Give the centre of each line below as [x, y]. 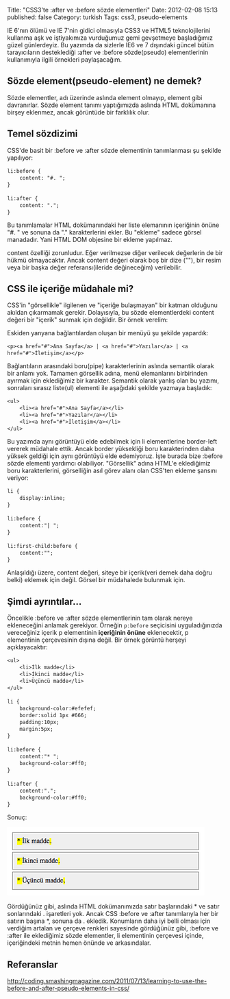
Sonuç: [17, 817]
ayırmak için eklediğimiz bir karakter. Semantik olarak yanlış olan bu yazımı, [113, 381]
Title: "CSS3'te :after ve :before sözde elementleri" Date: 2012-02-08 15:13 [112, 10]
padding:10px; [39, 723]
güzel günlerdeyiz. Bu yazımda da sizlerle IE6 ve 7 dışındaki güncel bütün [111, 45]
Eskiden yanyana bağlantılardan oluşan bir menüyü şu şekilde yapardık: [108, 333]
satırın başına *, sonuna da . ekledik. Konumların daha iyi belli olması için [109, 921]
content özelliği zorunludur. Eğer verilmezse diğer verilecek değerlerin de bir [115, 252]
